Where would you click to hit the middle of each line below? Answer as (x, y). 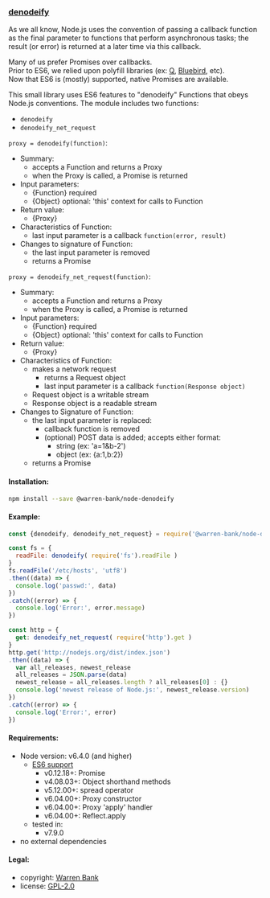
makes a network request (74, 369)
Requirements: (33, 738)
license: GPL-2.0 (47, 886)
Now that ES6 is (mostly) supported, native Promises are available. (119, 80)
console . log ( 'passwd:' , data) (66, 585)
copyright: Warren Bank (59, 877)
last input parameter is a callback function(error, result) (129, 236)
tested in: (47, 824)
